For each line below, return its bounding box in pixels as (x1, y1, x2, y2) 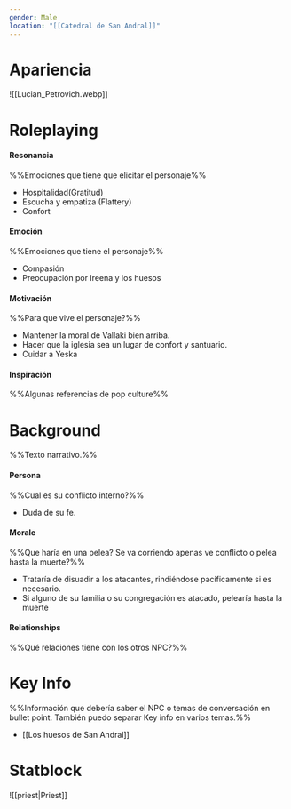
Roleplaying (9, 120, 99, 140)
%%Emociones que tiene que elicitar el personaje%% (9, 170, 207, 180)
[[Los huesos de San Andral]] (21, 729, 130, 740)
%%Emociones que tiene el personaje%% (9, 246, 164, 257)
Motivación (9, 292, 52, 303)
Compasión (21, 263, 65, 274)
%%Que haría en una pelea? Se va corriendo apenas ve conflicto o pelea (9, 547, 277, 557)
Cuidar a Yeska (21, 348, 78, 360)
